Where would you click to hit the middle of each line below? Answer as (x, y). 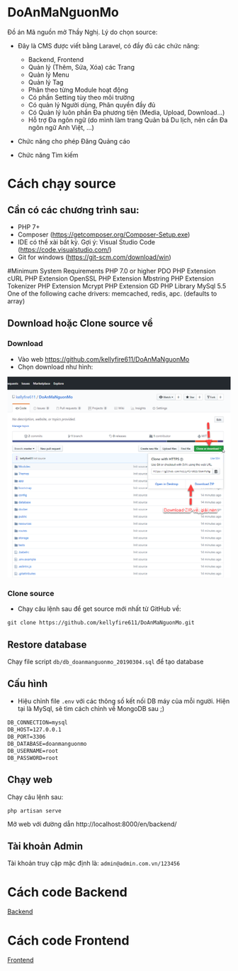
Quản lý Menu (49, 75)
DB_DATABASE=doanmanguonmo (47, 744)
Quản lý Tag (46, 82)
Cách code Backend (67, 892)
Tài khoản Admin (45, 846)
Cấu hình (28, 684)
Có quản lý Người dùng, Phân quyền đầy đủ (92, 104)
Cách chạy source (62, 184)
